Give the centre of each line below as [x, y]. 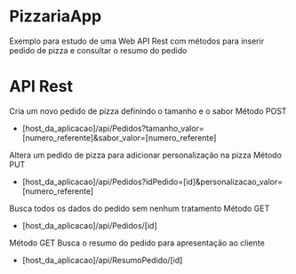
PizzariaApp [56, 16]
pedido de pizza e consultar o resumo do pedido [98, 50]
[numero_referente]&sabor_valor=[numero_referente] [119, 137]
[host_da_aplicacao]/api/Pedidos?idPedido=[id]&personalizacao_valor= [152, 181]
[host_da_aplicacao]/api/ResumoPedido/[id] [102, 260]
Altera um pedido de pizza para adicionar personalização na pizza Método [146, 155]
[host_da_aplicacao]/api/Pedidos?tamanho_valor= [113, 128]
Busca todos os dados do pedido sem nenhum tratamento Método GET [140, 208]
